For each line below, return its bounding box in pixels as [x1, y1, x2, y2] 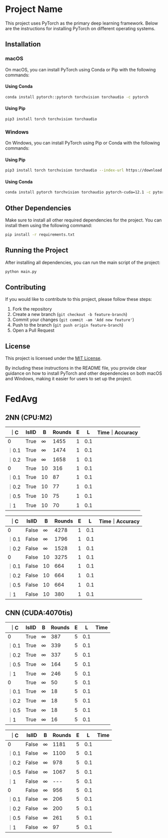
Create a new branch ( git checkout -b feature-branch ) [12, 311, 127, 318]
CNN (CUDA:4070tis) [5, 608, 73, 617]
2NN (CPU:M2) [5, 413, 52, 422]
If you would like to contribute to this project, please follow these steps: [5, 296, 152, 302]
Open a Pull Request [12, 328, 55, 334]
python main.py [5, 269, 37, 274]
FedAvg [5, 393, 37, 405]
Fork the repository [12, 306, 52, 312]
